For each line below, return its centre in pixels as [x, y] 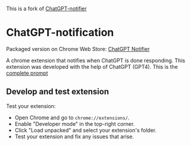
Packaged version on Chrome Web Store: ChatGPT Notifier [78, 49]
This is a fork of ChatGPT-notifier [46, 9]
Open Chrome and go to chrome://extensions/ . [72, 118]
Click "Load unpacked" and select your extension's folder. [85, 130]
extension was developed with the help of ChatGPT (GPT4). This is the [92, 66]
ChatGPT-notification [60, 33]
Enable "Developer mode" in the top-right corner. [75, 123]
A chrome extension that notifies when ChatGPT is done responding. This [96, 60]
